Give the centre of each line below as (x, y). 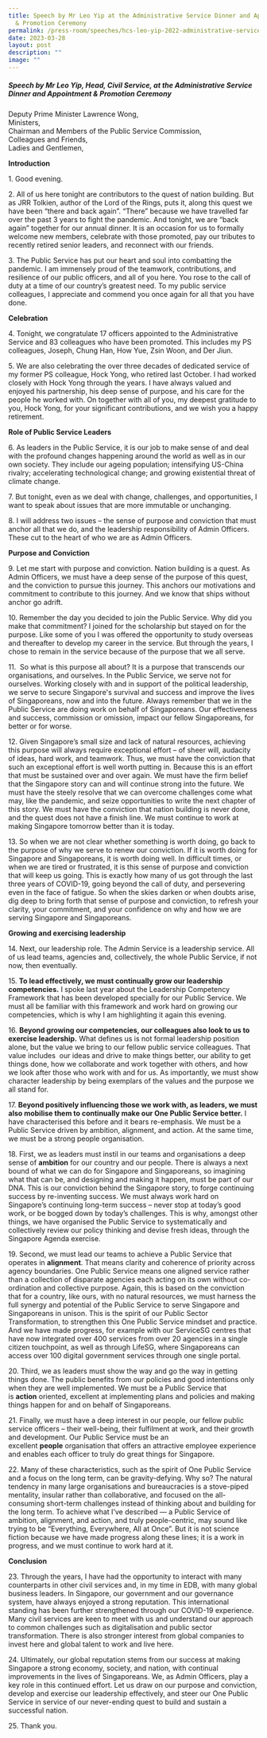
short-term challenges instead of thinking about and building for (151, 1503)
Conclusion (28, 1560)
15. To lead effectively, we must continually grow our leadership (116, 981)
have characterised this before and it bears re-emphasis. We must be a (124, 1121)
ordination (25, 1287)
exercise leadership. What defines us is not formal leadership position (124, 1038)
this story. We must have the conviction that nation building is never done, (129, 809)
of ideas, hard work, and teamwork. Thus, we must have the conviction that (132, 758)
